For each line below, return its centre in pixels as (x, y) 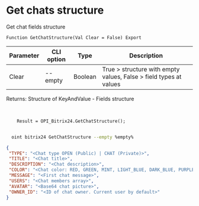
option (57, 59)
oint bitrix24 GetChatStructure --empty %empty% (73, 137)
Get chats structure (55, 10)
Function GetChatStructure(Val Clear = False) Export (74, 37)
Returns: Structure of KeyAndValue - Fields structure (70, 99)
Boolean (85, 77)
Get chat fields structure (36, 27)
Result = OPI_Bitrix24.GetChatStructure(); (71, 121)
